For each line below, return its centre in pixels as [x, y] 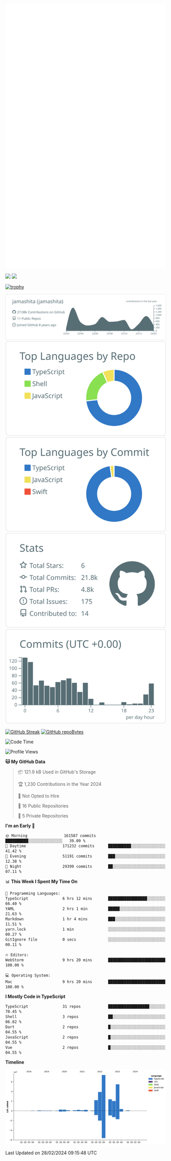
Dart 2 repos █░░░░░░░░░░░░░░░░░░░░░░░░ [86, 1027]
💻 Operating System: [28, 975]
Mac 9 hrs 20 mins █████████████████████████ [86, 982]
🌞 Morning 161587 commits [51, 836]
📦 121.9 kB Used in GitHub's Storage [57, 772]
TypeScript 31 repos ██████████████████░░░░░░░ [86, 1007]
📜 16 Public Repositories [43, 806]
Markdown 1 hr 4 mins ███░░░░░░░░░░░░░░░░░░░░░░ [86, 919]
